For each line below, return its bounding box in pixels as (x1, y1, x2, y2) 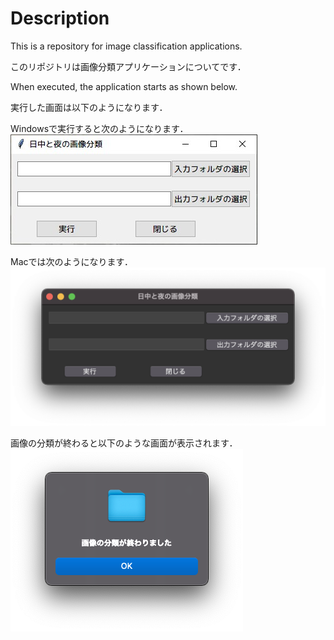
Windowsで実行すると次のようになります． (10, 122, 189, 134)
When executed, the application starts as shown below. (10, 80, 238, 92)
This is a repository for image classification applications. (10, 40, 243, 52)
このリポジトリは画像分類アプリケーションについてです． (10, 60, 247, 72)
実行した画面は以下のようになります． (10, 101, 168, 113)
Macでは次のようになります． (10, 255, 133, 267)
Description (10, 7, 110, 30)
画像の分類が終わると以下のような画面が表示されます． (10, 437, 238, 449)
